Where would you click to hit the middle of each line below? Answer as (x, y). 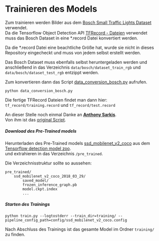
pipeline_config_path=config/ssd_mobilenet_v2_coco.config (66, 220)
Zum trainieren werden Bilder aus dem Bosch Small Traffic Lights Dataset (78, 22)
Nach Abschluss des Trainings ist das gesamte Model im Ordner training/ (80, 229)
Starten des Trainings (27, 204)
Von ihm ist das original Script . (36, 120)
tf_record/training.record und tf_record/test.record (60, 105)
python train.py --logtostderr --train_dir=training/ (61, 216)
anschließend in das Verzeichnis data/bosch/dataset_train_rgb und (73, 67)
